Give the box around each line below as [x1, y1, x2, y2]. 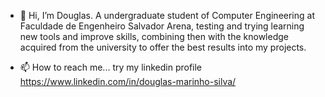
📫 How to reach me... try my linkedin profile [19, 61, 203, 73]
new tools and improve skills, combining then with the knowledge [19, 31, 289, 42]
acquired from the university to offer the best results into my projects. [19, 41, 307, 53]
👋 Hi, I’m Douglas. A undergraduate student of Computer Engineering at [19, 10, 315, 21]
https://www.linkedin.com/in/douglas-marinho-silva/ [19, 76, 237, 87]
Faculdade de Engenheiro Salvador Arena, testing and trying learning [19, 20, 305, 32]
